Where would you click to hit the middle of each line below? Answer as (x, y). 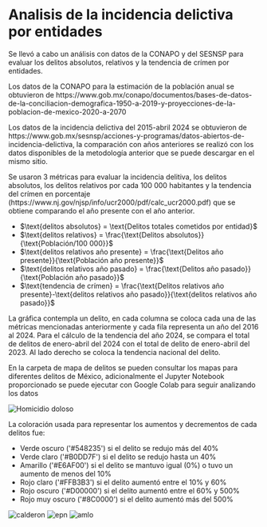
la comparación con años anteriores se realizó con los (165, 144)
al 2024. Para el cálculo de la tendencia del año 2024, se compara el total (129, 335)
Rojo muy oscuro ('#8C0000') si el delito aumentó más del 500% (126, 499)
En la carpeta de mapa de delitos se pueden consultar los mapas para (123, 367)
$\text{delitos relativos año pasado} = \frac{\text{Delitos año (119, 269)
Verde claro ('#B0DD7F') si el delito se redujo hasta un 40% (118, 457)
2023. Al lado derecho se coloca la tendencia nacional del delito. (114, 352)
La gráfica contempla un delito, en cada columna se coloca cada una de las (132, 318)
